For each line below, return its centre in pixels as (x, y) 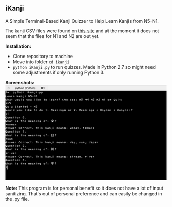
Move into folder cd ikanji (41, 62)
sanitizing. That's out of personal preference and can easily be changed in (84, 194)
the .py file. (17, 199)
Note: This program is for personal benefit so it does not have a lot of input (84, 188)
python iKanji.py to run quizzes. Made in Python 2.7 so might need (84, 67)
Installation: (18, 46)
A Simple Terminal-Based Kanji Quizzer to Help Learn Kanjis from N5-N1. (82, 21)
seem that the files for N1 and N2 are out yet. (52, 36)
